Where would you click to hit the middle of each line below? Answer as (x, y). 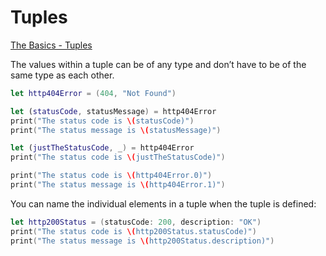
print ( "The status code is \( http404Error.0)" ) (111, 176)
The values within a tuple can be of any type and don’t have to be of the (158, 64)
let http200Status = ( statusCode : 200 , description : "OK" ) (136, 222)
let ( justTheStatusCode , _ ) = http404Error (102, 148)
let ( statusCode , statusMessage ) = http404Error (113, 111)
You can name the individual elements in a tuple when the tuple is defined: (163, 203)
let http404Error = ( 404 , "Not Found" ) (93, 93)
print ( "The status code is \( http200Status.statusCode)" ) (133, 231)
